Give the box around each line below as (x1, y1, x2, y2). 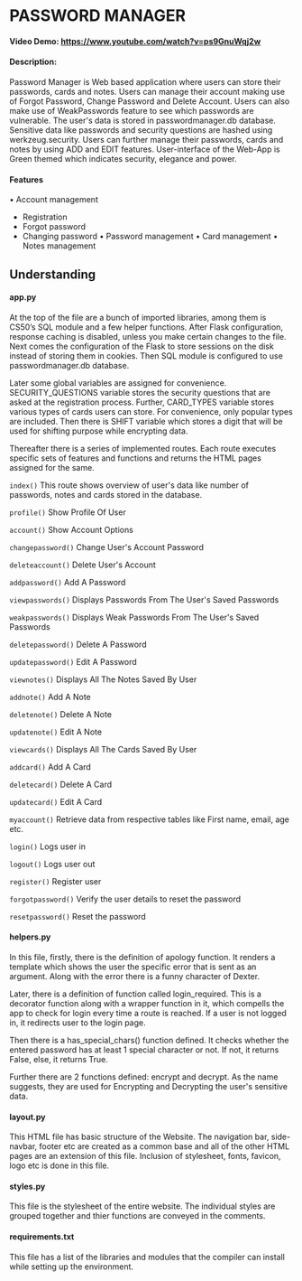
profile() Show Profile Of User (9, 507, 126, 518)
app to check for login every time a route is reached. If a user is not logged (9, 1007, 287, 1018)
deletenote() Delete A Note (9, 708, 113, 719)
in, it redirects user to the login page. (9, 1017, 146, 1028)
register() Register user (9, 875, 102, 886)
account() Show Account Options (9, 524, 133, 535)
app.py (9, 292, 37, 303)
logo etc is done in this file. (9, 1160, 110, 1171)
